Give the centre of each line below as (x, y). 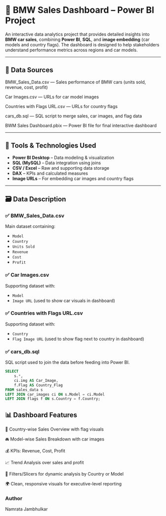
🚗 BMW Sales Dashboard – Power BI (80, 10)
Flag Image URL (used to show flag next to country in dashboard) (78, 339)
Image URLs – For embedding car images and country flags (73, 178)
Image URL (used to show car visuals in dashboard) (63, 300)
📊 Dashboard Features (41, 415)
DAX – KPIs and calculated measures (50, 173)
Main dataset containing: (30, 226)
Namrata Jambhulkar (26, 509)
